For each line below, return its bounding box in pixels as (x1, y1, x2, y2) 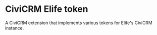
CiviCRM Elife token (5, 3, 88, 15)
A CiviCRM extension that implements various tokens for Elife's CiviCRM (5, 20, 153, 26)
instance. (5, 25, 24, 31)
